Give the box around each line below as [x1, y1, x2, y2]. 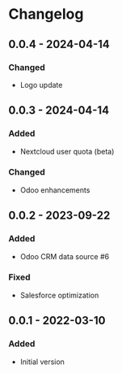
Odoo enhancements [19, 184, 90, 195]
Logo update [19, 80, 63, 89]
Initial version [19, 357, 65, 366]
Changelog [8, 5, 84, 24]
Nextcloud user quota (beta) [19, 146, 115, 156]
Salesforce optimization [19, 290, 99, 300]
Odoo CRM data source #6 [19, 251, 110, 261]
